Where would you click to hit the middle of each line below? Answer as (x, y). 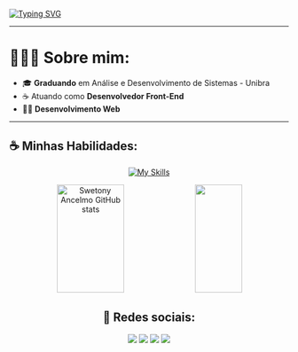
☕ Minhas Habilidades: (74, 146)
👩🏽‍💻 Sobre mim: (70, 58)
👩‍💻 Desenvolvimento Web (71, 109)
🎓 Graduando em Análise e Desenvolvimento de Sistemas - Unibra (146, 82)
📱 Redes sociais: (149, 318)
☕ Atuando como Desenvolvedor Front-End (103, 96)
